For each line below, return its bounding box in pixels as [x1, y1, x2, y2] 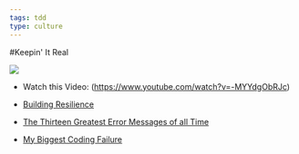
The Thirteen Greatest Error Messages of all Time [22, 116, 210, 127]
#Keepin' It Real [9, 46, 69, 57]
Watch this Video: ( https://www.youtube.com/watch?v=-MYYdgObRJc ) [22, 81, 290, 91]
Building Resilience [22, 99, 94, 110]
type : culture [9, 22, 64, 31]
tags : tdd [9, 13, 47, 23]
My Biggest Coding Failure [22, 133, 123, 145]
